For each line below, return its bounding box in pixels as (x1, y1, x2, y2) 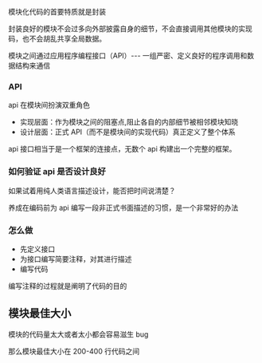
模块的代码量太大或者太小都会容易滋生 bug (8, 329, 149, 339)
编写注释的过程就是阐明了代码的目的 (8, 281, 127, 290)
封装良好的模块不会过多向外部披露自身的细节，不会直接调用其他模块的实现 (8, 24, 252, 34)
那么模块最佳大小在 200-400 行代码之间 (8, 346, 140, 356)
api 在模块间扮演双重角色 (8, 101, 90, 110)
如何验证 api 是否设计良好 (8, 166, 106, 177)
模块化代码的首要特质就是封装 (8, 7, 106, 16)
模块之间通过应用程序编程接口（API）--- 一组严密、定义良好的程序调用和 (8, 51, 248, 60)
